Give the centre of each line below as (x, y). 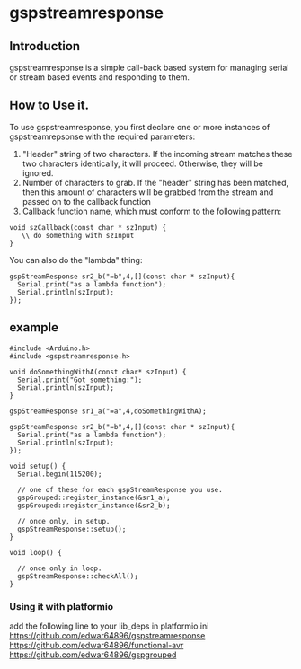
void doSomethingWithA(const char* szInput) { (98, 372)
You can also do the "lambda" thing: (76, 260)
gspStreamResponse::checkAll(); (78, 576)
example (34, 327)
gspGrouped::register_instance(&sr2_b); (94, 506)
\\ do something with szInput (78, 235)
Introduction (45, 46)
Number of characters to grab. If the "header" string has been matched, (155, 182)
